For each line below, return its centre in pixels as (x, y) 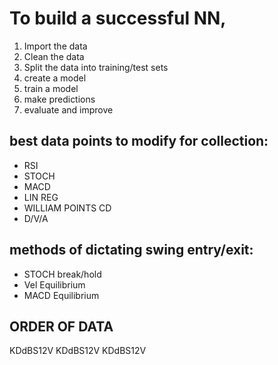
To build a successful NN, (118, 18)
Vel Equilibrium (54, 284)
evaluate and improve (68, 109)
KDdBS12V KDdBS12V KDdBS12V (78, 351)
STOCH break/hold (62, 274)
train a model (51, 88)
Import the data (55, 46)
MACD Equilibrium (61, 295)
